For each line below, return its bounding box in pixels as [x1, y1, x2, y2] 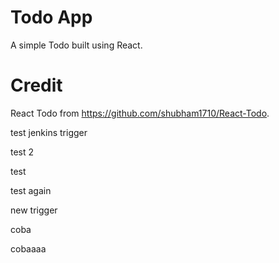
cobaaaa [10, 242, 47, 255]
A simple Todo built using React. [10, 39, 143, 51]
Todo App [10, 6, 93, 29]
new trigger [10, 204, 58, 216]
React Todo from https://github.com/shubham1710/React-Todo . [10, 107, 270, 119]
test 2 [10, 146, 35, 158]
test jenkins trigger [10, 126, 88, 138]
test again [10, 184, 52, 196]
